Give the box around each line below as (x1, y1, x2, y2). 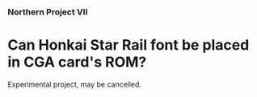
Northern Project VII (7, 6, 88, 18)
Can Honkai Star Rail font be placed (7, 36, 250, 55)
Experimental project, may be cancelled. (7, 79, 142, 89)
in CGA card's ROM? (7, 53, 147, 71)
